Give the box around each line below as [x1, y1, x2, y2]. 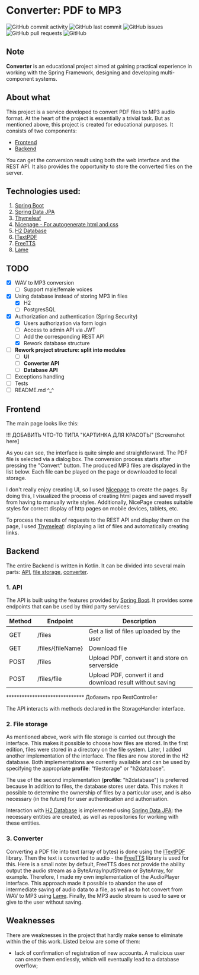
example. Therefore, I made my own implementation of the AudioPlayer [6, 873, 180, 880]
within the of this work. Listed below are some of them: [6, 938, 140, 945]
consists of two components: [6, 127, 77, 134]
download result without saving [88, 679, 176, 687]
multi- [160, 69, 175, 76]
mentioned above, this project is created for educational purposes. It [6, 121, 174, 128]
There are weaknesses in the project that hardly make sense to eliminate [6, 931, 184, 939]
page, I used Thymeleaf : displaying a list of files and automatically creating [6, 523, 189, 530]
